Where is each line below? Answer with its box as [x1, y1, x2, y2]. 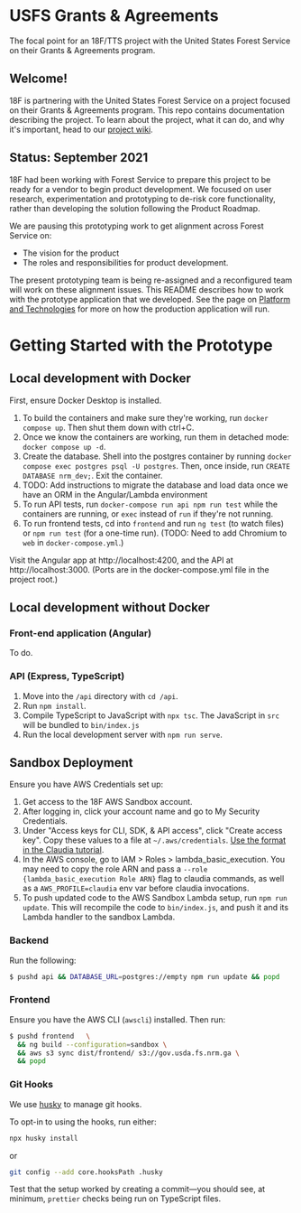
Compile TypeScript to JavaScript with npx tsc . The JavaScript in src [22, 710, 280, 721]
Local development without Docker [9, 600, 210, 615]
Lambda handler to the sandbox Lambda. [22, 911, 176, 922]
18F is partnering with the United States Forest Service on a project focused [9, 95, 291, 106]
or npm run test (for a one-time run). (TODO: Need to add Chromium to [22, 527, 287, 538]
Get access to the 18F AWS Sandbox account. [22, 797, 193, 807]
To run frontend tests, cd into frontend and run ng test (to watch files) [22, 518, 285, 528]
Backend [9, 934, 50, 947]
